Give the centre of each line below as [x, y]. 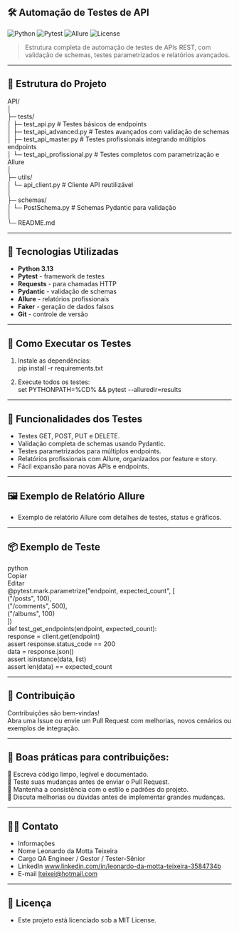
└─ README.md [31, 222]
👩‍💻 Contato [33, 826]
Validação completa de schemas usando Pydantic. [91, 444]
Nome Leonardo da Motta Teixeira [68, 851]
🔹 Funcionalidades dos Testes [75, 419]
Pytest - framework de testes [61, 276]
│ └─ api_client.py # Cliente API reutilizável [70, 184]
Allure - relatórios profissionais [63, 299]
